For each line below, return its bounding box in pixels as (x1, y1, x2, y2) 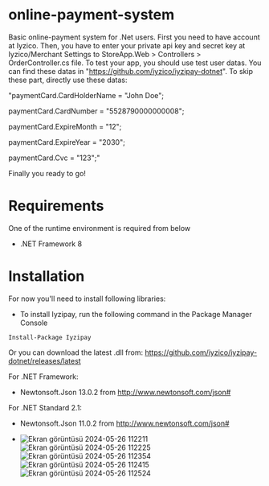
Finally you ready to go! (8, 168, 87, 178)
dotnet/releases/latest (8, 356, 82, 365)
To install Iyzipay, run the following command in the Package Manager (19, 309, 253, 319)
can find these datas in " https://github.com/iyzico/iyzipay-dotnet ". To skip (8, 66, 253, 76)
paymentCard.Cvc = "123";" (8, 153, 100, 163)
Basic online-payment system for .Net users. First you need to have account (8, 32, 260, 42)
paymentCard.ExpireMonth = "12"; (8, 121, 122, 131)
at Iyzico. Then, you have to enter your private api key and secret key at (8, 40, 246, 50)
